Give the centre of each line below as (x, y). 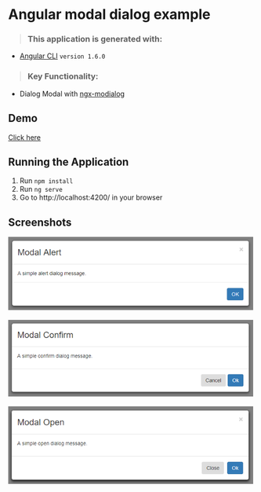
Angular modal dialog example (109, 15)
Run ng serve (41, 189)
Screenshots (40, 222)
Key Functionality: (63, 76)
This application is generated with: (95, 39)
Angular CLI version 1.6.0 (62, 56)
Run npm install (46, 181)
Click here (25, 137)
